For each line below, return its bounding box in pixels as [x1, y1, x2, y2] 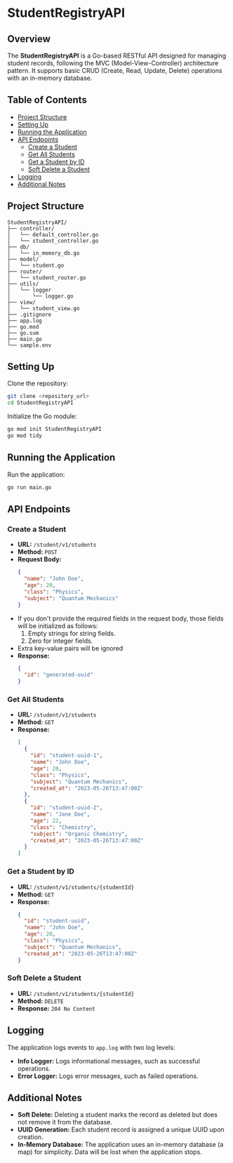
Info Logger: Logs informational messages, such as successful [17, 1056, 200, 1065]
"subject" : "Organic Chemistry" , [30, 830, 128, 837]
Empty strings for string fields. [27, 629, 116, 637]
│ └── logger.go [7, 293, 74, 300]
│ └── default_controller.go [7, 231, 99, 238]
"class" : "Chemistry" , [30, 823, 97, 831]
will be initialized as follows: [17, 621, 98, 630]
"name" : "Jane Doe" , [30, 811, 91, 818]
